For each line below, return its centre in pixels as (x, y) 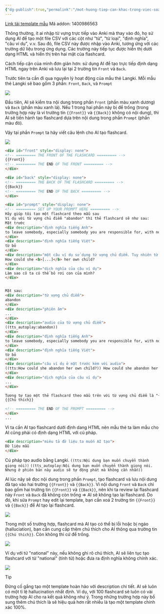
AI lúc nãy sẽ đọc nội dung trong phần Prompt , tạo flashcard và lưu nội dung (81, 479)
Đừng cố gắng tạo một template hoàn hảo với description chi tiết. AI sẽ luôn (81, 586)
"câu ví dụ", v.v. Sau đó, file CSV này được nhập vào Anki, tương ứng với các (82, 43)
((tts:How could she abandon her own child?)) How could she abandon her (82, 368)
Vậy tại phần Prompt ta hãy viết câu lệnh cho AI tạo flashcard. (66, 132)
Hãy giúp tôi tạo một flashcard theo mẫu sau (52, 214)
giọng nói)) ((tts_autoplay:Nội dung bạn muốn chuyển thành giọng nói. (79, 466)
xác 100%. (16, 607)
